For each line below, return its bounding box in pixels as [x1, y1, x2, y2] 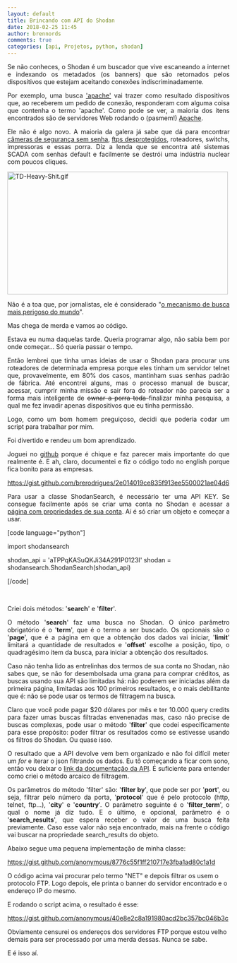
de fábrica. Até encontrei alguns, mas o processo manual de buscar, [7, 379, 230, 387]
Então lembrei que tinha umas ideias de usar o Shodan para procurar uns [7, 356, 230, 365]
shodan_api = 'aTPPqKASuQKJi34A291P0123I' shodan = [7, 556, 171, 564]
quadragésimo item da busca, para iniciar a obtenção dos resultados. [7, 648, 209, 656]
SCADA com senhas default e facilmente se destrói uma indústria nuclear [7, 150, 230, 158]
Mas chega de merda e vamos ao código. [7, 321, 128, 329]
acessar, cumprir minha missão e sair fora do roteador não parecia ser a [7, 386, 230, 394]
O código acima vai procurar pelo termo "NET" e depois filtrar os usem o [7, 872, 219, 880]
